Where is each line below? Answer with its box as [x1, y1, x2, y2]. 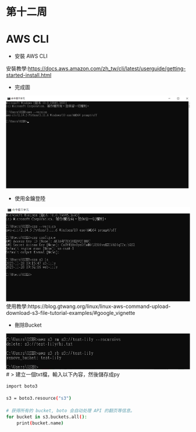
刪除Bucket [14, 321, 42, 328]
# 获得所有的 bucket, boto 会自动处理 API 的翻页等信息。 [6, 408, 135, 414]
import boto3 [6, 383, 38, 389]
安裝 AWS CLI [14, 53, 48, 60]
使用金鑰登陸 [14, 194, 45, 202]
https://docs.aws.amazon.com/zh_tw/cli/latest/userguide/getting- [28, 65, 186, 72]
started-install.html [6, 71, 51, 79]
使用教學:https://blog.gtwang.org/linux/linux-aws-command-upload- [6, 303, 171, 310]
